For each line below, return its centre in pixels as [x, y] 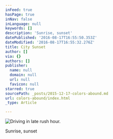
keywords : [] [19, 28]
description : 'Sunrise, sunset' [39, 33]
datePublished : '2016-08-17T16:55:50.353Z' [51, 38]
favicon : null [24, 84]
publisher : [16, 65]
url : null [20, 79]
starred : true [20, 89]
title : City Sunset [25, 47]
